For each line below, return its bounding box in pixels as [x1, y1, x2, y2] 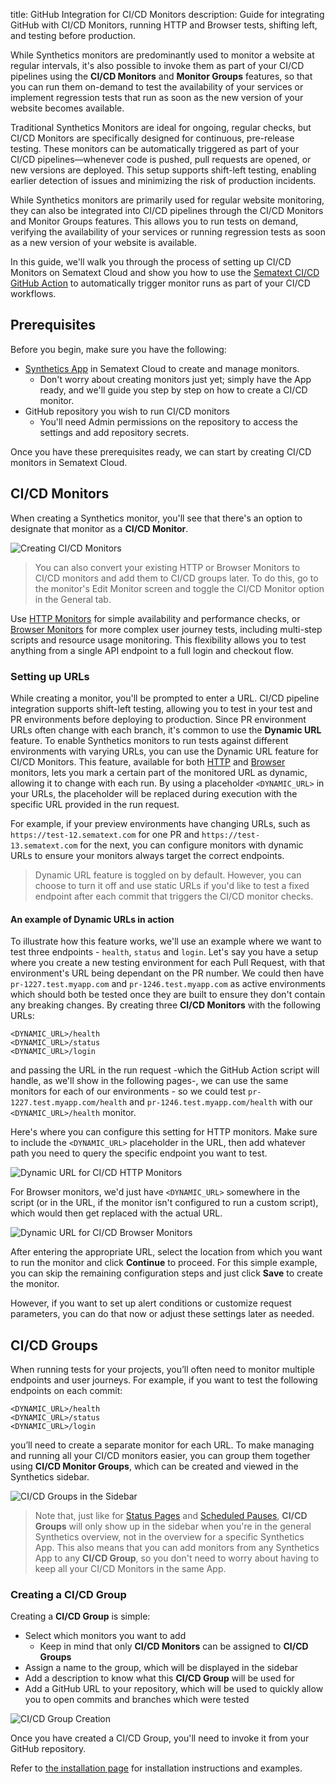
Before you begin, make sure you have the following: [10, 343, 227, 355]
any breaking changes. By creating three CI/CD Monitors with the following [10, 999, 322, 1011]
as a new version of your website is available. [10, 237, 198, 248]
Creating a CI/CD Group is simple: [10, 1610, 151, 1623]
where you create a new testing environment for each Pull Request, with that [10, 957, 326, 969]
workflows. [10, 288, 57, 299]
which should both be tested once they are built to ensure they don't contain [10, 989, 326, 1001]
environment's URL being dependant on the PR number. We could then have [10, 967, 325, 979]
